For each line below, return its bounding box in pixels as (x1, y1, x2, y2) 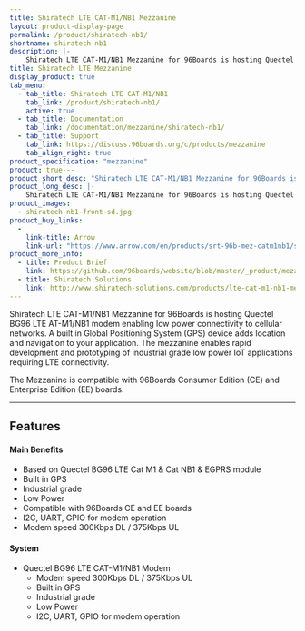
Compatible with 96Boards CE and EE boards (22, 503, 192, 514)
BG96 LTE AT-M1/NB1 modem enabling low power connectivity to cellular (9, 318, 283, 329)
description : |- (9, 47, 71, 56)
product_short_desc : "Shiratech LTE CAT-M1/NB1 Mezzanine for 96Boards (9, 173, 286, 182)
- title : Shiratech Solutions (17, 275, 132, 284)
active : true (25, 106, 75, 115)
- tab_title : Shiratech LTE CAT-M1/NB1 (17, 89, 169, 98)
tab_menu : (9, 81, 47, 90)
